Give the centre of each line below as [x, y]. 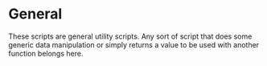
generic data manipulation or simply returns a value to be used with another [134, 44]
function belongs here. [46, 53]
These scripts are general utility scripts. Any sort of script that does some [130, 36]
